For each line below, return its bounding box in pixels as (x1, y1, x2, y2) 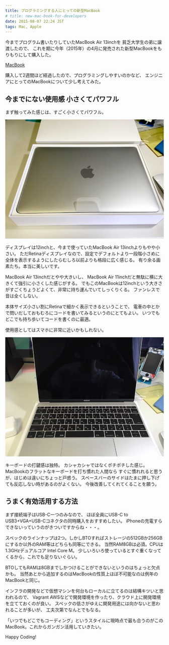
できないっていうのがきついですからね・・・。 (5, 524, 102, 530)
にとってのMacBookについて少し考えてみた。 (9, 79, 104, 85)
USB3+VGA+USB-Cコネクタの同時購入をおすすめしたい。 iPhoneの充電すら (5, 517, 162, 524)
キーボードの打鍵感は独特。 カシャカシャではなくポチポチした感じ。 (5, 462, 147, 468)
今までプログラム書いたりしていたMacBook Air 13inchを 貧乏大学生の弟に (5, 39, 157, 45)
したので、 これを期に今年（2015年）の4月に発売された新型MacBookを (9, 45, 157, 51)
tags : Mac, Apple (5, 24, 42, 29)
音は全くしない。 (5, 293, 41, 299)
